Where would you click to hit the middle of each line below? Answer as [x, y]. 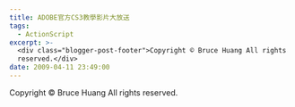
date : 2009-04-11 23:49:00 [60, 68]
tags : [19, 26]
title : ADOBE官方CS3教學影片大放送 [69, 17]
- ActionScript [46, 34]
